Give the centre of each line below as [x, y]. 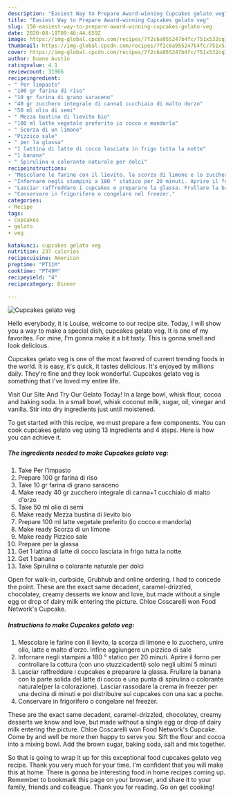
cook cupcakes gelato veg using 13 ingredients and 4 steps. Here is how [111, 430]
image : [17, 40]
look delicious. [28, 345]
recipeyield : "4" [33, 277]
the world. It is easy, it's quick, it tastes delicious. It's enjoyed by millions [111, 366]
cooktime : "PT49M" [34, 271]
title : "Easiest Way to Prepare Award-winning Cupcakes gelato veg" [109, 20]
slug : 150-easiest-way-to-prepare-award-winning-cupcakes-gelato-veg [110, 26]
